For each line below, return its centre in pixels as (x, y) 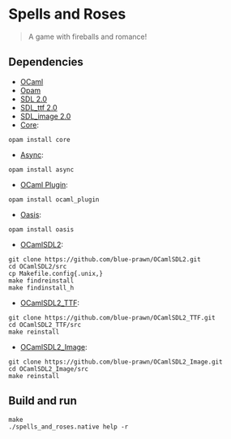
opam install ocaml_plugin (54, 200)
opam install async (41, 170)
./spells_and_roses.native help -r (68, 427)
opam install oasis (41, 229)
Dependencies (46, 62)
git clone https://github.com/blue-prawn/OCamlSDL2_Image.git (115, 362)
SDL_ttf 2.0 (39, 107)
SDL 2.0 (33, 99)
